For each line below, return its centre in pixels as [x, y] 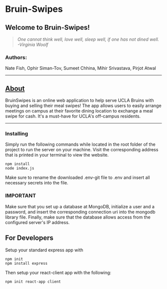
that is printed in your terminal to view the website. [57, 155]
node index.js [20, 169]
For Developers [29, 238]
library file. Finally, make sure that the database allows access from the [78, 217]
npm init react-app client [33, 282]
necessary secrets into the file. [37, 183]
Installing [17, 134]
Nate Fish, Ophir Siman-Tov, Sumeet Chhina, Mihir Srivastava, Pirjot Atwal [81, 68]
